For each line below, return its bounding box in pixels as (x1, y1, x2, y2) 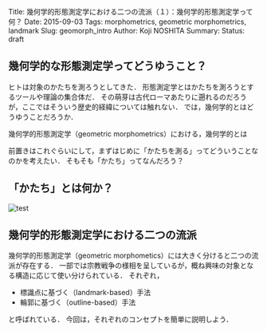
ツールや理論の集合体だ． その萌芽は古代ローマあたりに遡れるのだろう (14, 92, 247, 101)
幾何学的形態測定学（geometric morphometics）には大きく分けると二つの (8, 250, 253, 261)
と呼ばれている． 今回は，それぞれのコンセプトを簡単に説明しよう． (8, 314, 234, 325)
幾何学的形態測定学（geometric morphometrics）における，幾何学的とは (8, 128, 248, 138)
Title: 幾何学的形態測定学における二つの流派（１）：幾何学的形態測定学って (8, 7, 253, 16)
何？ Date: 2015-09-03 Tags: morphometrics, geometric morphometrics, (8, 17, 247, 26)
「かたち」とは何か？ (8, 182, 113, 195)
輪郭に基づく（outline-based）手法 (19, 298, 136, 307)
